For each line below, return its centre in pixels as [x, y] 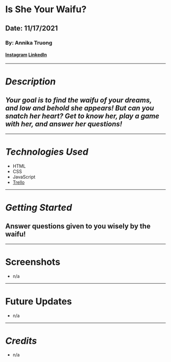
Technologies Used [47, 152]
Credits [21, 341]
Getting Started [39, 207]
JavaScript [24, 177]
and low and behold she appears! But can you [80, 108]
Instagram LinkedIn [26, 55]
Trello [19, 182]
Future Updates [39, 301]
